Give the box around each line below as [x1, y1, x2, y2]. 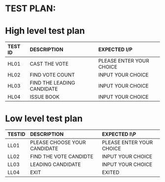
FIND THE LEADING [29, 79, 75, 86]
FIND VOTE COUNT [29, 71, 75, 78]
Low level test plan [5, 113, 83, 124]
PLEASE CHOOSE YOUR [30, 139, 86, 146]
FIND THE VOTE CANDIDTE [30, 153, 94, 160]
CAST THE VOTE [29, 61, 69, 68]
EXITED [102, 169, 119, 176]
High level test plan [5, 25, 85, 37]
